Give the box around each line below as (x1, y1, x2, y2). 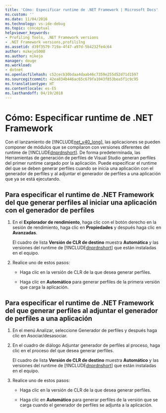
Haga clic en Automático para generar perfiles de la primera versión (19, 279, 160, 285)
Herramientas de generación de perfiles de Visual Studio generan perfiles (5, 155, 156, 161)
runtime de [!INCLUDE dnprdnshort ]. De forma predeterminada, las (5, 150, 141, 156)
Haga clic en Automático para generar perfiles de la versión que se (19, 397, 158, 403)
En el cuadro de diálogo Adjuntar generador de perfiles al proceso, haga (12, 342, 160, 348)
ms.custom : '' (5, 12, 35, 17)
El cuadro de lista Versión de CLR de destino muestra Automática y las (12, 239, 159, 245)
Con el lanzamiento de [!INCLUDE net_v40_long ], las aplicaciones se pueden (5, 139, 161, 145)
